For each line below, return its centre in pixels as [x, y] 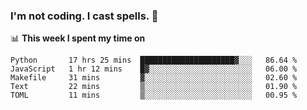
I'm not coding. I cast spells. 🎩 [84, 16]
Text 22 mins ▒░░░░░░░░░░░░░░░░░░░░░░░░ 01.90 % [154, 87]
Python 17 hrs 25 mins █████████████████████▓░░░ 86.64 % [154, 60]
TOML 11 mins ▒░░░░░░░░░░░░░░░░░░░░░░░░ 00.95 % [154, 95]
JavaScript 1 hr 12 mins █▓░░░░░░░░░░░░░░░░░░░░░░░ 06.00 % [154, 69]
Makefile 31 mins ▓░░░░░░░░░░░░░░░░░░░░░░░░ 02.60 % [154, 78]
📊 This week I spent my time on [78, 38]
